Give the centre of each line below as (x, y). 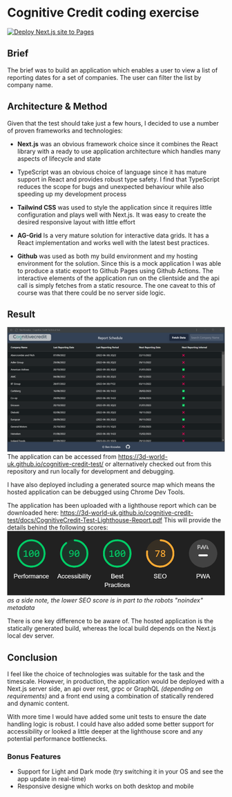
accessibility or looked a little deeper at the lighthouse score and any (105, 731)
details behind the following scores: (58, 527)
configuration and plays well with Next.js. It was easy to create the (112, 215)
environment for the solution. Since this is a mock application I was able (119, 263)
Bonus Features (34, 757)
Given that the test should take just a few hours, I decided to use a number (113, 123)
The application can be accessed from (62, 456)
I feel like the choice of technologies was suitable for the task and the (106, 674)
